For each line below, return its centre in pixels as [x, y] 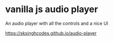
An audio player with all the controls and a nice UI [57, 23]
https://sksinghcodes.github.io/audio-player [51, 33]
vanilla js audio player [52, 9]
